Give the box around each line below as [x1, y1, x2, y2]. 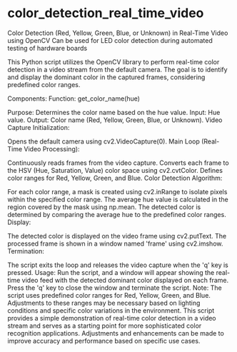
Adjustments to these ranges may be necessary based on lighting [7, 298, 201, 307]
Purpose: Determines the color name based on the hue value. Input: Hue [7, 108, 221, 116]
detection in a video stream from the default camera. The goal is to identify [7, 65, 228, 74]
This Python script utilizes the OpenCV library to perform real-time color [7, 57, 220, 66]
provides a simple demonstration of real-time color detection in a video [7, 313, 216, 322]
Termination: [7, 246, 45, 255]
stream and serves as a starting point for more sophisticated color [7, 321, 202, 330]
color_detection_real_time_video [7, 5, 204, 21]
